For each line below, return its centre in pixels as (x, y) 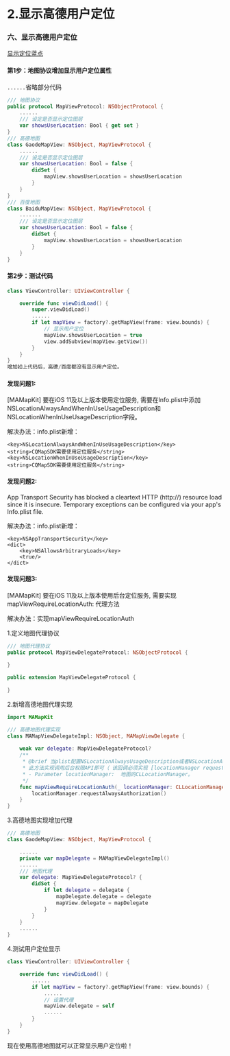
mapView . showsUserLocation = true (93, 335)
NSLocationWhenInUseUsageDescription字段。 (74, 417)
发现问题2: (22, 481)
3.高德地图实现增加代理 (40, 820)
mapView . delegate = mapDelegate (102, 903)
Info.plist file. (25, 511)
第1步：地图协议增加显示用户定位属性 (60, 71)
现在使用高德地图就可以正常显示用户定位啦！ (70, 1045)
